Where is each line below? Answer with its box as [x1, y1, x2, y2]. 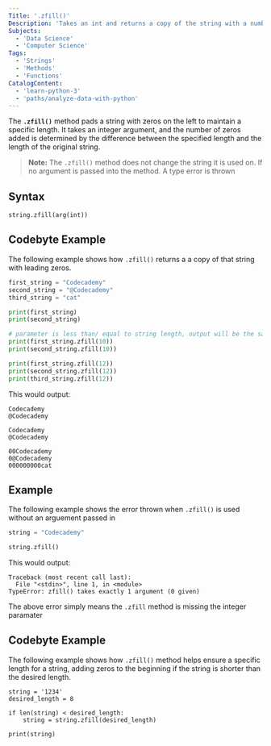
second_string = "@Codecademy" [8, 285, 114, 294]
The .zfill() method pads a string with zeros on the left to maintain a [8, 116, 242, 126]
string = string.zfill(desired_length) [23, 715, 157, 724]
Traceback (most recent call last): [8, 573, 131, 581]
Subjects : [8, 27, 42, 35]
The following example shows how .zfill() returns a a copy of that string [8, 254, 256, 264]
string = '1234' [8, 687, 63, 696]
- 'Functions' [15, 72, 63, 80]
